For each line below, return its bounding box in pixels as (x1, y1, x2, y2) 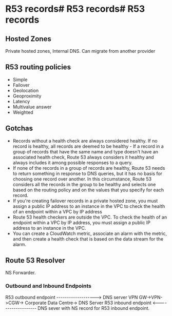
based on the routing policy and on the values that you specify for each (12, 187, 164, 193)
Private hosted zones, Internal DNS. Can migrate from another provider (5, 48, 156, 54)
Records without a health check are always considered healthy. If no (12, 137, 158, 144)
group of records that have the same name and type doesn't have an (12, 148, 158, 154)
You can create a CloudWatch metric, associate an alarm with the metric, (12, 230, 167, 236)
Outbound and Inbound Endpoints (5, 283, 91, 290)
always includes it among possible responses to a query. (12, 160, 133, 166)
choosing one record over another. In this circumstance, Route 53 (12, 175, 152, 182)
